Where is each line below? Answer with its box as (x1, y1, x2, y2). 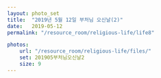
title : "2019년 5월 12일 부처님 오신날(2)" (7, 16, 123, 23)
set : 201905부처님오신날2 (19, 54, 85, 62)
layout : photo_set (7, 10, 60, 17)
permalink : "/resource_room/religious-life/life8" (7, 29, 155, 36)
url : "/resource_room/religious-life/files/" (19, 48, 152, 55)
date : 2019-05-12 (7, 23, 63, 29)
